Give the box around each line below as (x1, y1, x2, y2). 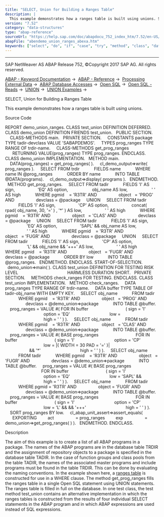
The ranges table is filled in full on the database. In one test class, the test (5, 485, 154, 491)
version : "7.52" (5, 21, 38, 26)
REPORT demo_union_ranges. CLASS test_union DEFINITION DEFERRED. (5, 124, 152, 130)
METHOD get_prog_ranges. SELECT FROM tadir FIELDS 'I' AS (7, 181, 150, 187)
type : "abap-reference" (5, 30, 54, 35)
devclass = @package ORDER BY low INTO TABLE (5, 254, 133, 260)
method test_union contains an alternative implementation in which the (5, 491, 147, 496)
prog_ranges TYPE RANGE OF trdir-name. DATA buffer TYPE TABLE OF (5, 285, 153, 291)
